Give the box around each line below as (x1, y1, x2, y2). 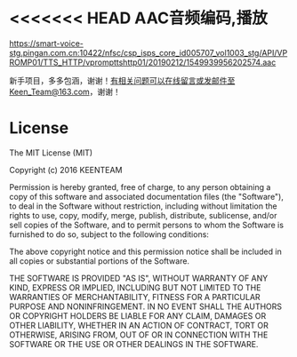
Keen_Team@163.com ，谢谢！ (9, 86, 122, 97)
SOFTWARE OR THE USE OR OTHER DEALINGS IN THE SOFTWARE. (9, 338, 259, 349)
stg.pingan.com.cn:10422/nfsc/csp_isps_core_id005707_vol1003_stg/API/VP (9, 47, 288, 58)
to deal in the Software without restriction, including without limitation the (9, 201, 277, 211)
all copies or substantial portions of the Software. (9, 255, 189, 266)
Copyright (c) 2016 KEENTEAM (9, 164, 123, 175)
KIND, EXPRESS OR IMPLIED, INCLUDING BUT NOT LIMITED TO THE (9, 282, 261, 293)
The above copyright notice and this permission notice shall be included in (9, 246, 282, 257)
